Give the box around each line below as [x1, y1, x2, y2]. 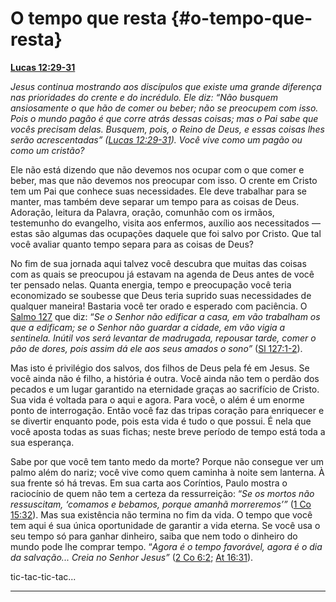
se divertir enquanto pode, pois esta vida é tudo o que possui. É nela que [10, 415, 312, 427]
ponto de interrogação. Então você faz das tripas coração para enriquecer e [10, 404, 325, 416]
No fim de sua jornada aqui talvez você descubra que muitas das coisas [10, 257, 307, 269]
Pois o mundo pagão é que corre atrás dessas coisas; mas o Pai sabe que [10, 112, 319, 124]
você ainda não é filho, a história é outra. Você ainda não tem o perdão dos [10, 372, 320, 384]
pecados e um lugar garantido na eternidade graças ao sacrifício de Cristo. [10, 383, 320, 395]
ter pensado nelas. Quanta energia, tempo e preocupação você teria [10, 278, 292, 291]
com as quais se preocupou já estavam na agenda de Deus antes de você [10, 268, 315, 280]
